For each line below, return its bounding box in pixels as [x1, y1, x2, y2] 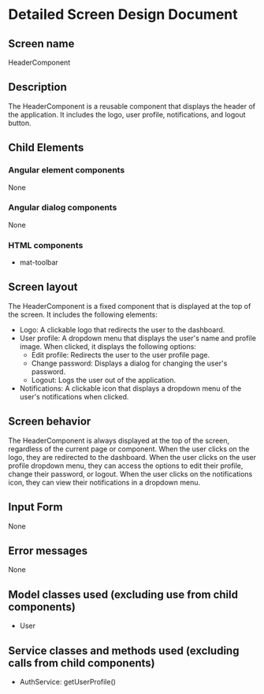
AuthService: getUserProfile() [19, 677, 117, 686]
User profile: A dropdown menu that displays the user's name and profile [19, 333, 256, 343]
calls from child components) [8, 656, 155, 670]
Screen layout [8, 280, 78, 294]
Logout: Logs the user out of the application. [31, 375, 177, 384]
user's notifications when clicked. [19, 392, 129, 401]
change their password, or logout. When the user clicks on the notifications [8, 469, 253, 478]
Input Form [8, 500, 63, 514]
